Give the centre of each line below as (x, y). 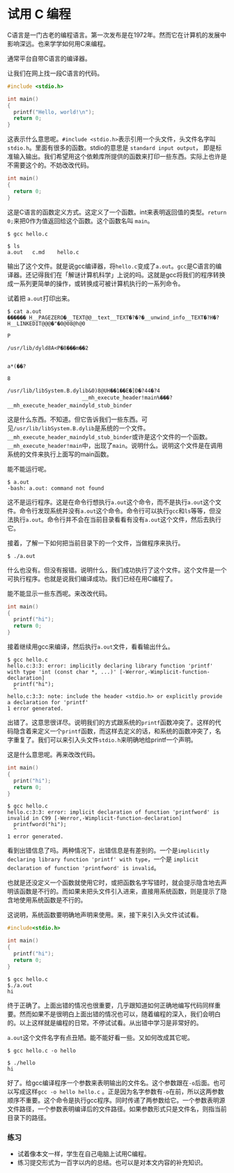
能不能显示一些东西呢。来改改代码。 (59, 593)
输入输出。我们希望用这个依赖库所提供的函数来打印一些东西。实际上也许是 (120, 157)
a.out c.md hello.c (43, 252)
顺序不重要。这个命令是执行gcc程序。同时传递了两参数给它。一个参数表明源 (116, 1100)
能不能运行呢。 (29, 469)
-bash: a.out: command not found (56, 488)
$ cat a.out (24, 311)
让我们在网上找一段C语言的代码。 (55, 73)
